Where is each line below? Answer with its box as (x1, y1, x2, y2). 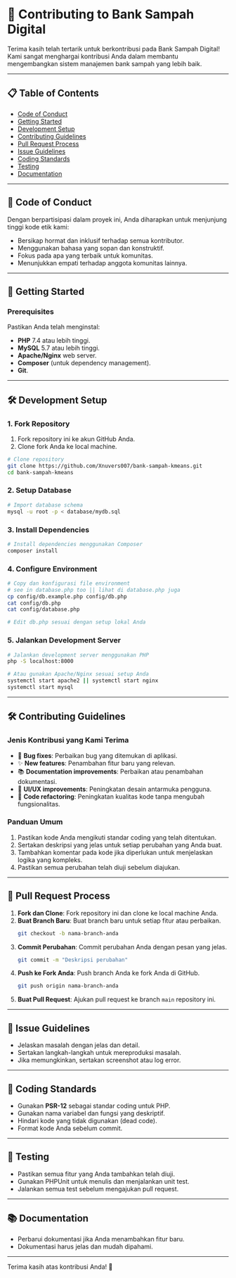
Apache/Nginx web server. (17, 351, 97, 360)
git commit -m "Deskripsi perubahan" (17, 956, 129, 963)
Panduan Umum (7, 817, 63, 827)
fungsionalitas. (17, 799, 61, 808)
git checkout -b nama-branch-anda (17, 930, 119, 937)
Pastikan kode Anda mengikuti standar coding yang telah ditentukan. (17, 833, 217, 842)
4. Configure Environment (7, 564, 98, 574)
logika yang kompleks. (17, 855, 83, 864)
